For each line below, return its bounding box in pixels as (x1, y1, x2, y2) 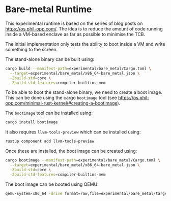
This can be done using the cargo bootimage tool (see (5, 95, 117, 101)
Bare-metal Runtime (5, 4, 92, 15)
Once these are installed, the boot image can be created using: (5, 148, 137, 154)
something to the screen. (5, 46, 58, 52)
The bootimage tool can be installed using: (5, 110, 93, 116)
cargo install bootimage (5, 120, 58, 125)
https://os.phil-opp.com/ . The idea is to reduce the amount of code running (5, 25, 163, 31)
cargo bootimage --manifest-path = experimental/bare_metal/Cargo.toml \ (5, 158, 160, 163)
